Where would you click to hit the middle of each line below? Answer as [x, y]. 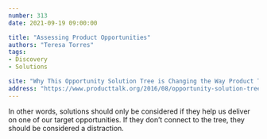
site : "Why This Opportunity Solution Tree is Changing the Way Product [131, 81]
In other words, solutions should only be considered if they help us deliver [129, 111]
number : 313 [28, 15]
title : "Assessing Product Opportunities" [79, 37]
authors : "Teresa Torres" [51, 44]
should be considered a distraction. [66, 128]
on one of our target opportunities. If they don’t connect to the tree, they [126, 119]
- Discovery [28, 60]
